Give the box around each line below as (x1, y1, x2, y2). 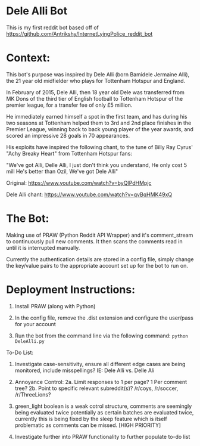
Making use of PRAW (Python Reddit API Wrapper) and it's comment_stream (6, 231, 193, 239)
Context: (6, 51, 51, 65)
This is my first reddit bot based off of (6, 24, 99, 31)
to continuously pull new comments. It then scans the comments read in (6, 237, 183, 245)
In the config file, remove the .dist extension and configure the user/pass (14, 314, 193, 321)
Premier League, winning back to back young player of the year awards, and (6, 125, 193, 132)
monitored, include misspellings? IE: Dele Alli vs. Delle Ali (14, 367, 155, 374)
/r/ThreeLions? (14, 391, 51, 398)
